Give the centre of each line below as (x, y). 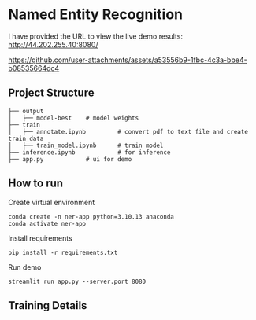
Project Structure (51, 93)
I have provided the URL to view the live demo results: (96, 36)
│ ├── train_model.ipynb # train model (86, 145)
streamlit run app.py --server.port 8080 (77, 281)
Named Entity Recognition (96, 15)
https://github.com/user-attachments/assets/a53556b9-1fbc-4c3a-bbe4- (128, 60)
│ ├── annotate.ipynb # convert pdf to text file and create (128, 131)
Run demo (25, 267)
